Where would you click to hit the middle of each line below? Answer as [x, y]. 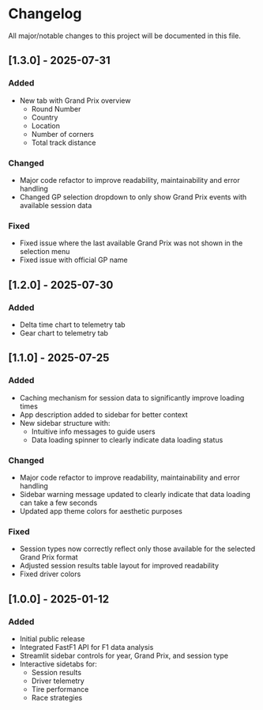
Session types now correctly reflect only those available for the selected [137, 549]
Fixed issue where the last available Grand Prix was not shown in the [131, 243]
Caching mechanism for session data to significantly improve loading [132, 397]
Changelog [45, 14]
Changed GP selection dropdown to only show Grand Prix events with [133, 197]
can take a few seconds [58, 503]
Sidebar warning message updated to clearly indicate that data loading [135, 494]
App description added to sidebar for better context [103, 414]
